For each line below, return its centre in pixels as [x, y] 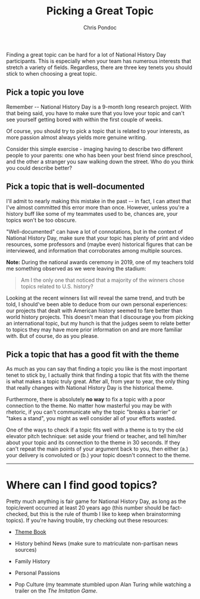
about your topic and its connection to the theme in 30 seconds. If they [93, 443]
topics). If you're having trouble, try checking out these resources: [87, 520]
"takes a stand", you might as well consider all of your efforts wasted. [91, 418]
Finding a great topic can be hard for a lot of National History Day [86, 54]
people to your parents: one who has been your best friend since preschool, [99, 155]
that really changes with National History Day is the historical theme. [90, 388]
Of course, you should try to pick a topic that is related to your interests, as [98, 131]
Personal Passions [37, 573]
